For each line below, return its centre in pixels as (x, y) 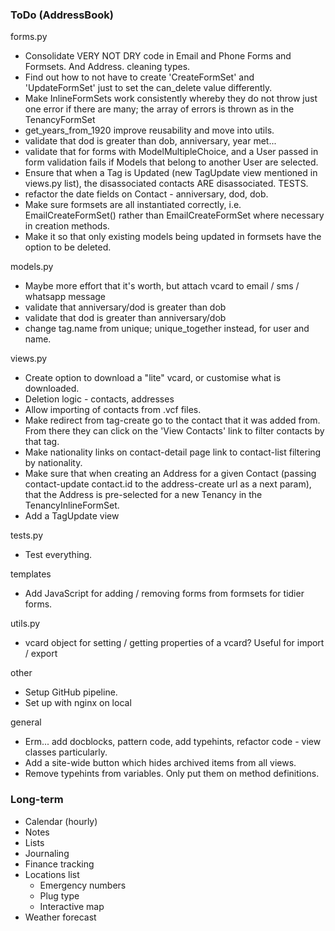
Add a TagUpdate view (72, 516)
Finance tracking (59, 864)
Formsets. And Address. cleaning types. (107, 67)
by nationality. (53, 463)
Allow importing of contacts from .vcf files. (113, 410)
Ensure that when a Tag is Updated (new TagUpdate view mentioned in (171, 173)
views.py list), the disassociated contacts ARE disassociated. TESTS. (166, 184)
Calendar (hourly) (61, 821)
